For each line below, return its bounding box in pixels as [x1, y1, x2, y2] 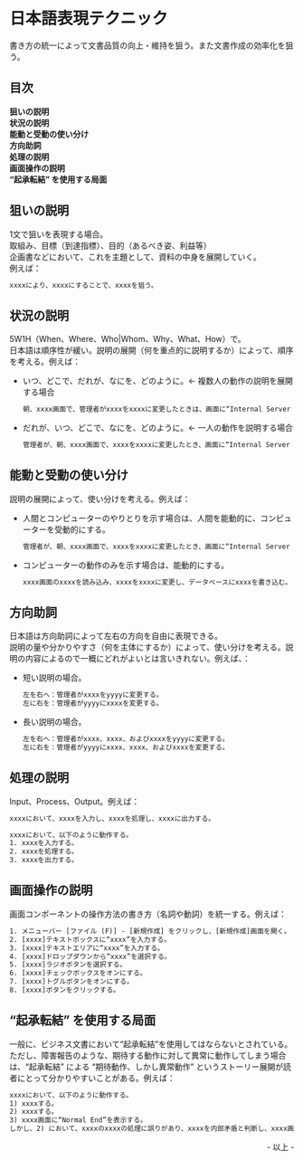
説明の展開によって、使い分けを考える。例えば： [9, 493, 191, 504]
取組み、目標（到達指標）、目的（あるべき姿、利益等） [9, 240, 212, 251]
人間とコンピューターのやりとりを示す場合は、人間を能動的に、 [22, 512, 260, 523]
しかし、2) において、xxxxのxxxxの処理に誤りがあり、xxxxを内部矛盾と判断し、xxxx [9, 1124, 288, 1134]
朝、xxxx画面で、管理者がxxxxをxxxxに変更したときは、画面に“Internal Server [22, 404, 291, 414]
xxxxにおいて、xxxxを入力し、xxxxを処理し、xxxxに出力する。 [9, 813, 215, 823]
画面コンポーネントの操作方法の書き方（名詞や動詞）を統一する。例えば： [9, 908, 287, 919]
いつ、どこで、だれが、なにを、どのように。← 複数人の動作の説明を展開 [22, 376, 294, 386]
